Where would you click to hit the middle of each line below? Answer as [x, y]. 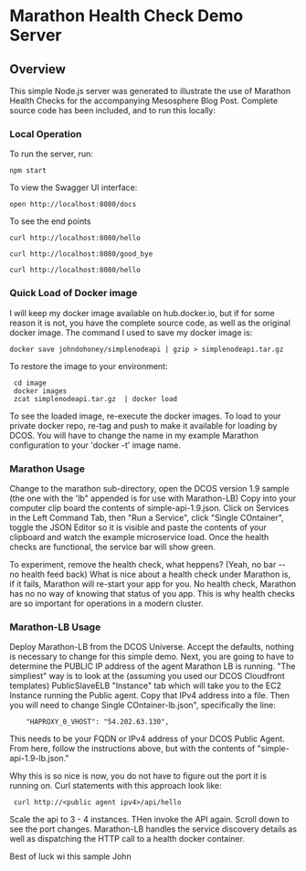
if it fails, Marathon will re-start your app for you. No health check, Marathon [153, 584]
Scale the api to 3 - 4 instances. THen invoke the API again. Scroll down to [149, 820]
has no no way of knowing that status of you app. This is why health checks [152, 593]
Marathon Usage [47, 469]
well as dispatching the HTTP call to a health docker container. [127, 839]
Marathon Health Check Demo [127, 16]
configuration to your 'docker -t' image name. [95, 445]
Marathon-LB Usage [55, 627]
